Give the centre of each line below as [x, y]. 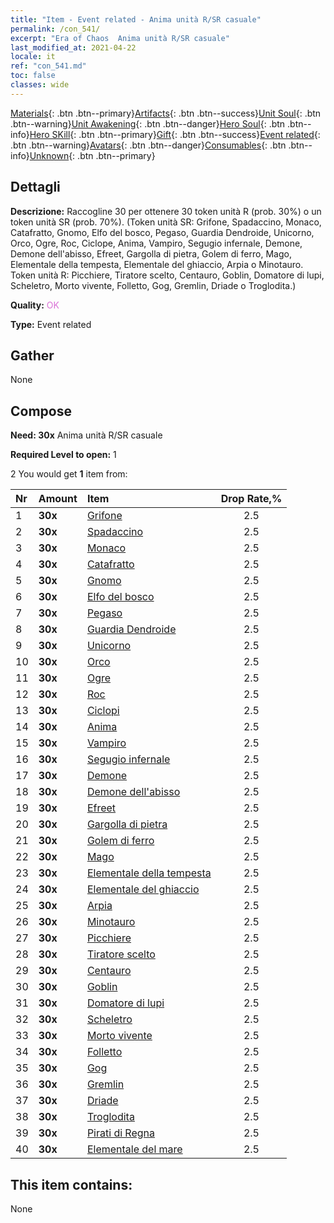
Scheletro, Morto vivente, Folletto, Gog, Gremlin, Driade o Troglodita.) [153, 285]
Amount [58, 499]
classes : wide [40, 85]
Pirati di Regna [121, 1133]
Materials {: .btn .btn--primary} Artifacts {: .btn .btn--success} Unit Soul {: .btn [166, 113]
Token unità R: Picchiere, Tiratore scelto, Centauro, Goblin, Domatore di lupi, [167, 275]
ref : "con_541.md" [48, 66]
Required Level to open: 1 [63, 455]
